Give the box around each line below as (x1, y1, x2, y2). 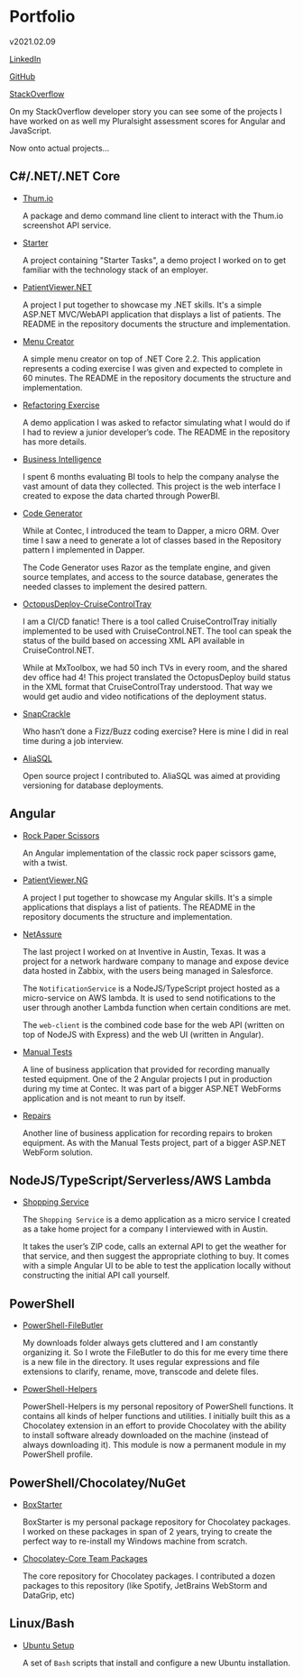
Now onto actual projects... (9, 142, 110, 153)
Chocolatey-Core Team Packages (22, 1553, 148, 1563)
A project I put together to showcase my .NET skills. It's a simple (22, 299, 262, 310)
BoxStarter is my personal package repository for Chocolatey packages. (22, 1517, 291, 1527)
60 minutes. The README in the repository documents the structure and (22, 372, 291, 383)
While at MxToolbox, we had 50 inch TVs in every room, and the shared (22, 662, 288, 673)
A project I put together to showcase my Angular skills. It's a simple (22, 892, 273, 903)
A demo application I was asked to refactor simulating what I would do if (22, 417, 290, 427)
